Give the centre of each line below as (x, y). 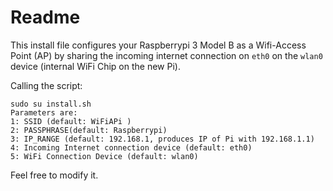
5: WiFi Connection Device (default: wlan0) (104, 156)
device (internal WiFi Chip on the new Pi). (95, 66)
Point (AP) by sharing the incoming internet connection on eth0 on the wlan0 (166, 55)
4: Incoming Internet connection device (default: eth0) (131, 147)
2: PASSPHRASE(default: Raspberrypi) (89, 130)
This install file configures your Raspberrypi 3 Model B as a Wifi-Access (158, 45)
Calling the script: (46, 85)
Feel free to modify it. (54, 175)
